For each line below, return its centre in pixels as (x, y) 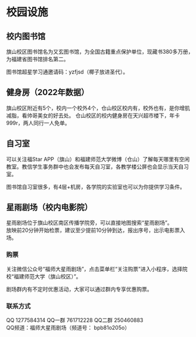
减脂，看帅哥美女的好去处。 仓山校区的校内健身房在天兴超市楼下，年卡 (93, 115)
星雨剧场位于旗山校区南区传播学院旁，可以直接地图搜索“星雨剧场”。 (89, 223)
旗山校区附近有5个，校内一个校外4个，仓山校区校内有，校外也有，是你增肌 (98, 108)
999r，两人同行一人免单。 (38, 122)
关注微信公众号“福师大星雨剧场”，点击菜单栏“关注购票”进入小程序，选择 (94, 269)
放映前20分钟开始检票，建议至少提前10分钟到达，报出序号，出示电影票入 (96, 230)
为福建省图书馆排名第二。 (38, 59)
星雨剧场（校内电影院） (49, 208)
